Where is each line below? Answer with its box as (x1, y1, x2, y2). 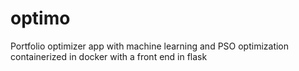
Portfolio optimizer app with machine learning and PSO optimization (10, 40, 290, 52)
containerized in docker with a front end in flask (10, 50, 208, 62)
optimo (10, 7, 71, 30)
